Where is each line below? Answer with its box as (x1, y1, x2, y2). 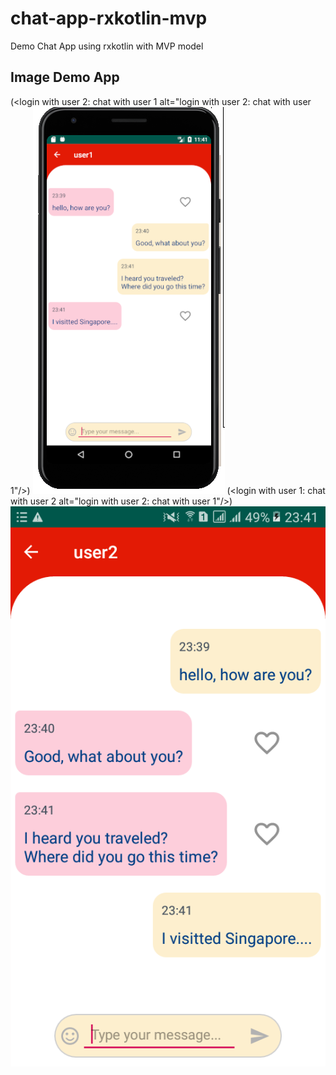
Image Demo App (10, 69, 120, 86)
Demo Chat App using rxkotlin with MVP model (10, 40, 204, 52)
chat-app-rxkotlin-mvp (10, 7, 208, 30)
